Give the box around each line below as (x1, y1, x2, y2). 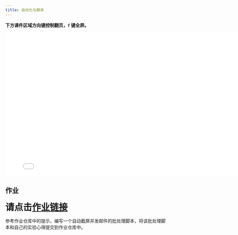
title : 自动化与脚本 (5, 7, 44, 13)
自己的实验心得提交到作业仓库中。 (14, 224, 85, 230)
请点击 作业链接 (5, 202, 68, 213)
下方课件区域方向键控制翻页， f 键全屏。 (5, 22, 89, 28)
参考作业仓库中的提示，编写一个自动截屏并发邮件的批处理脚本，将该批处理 (5, 218, 161, 224)
